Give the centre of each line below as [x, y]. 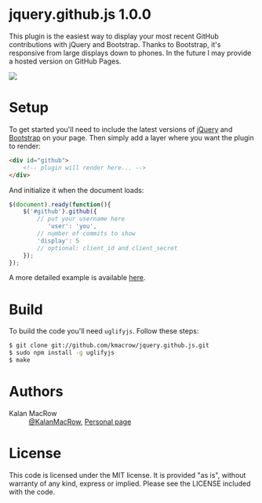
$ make [20, 360]
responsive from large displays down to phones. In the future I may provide [130, 53]
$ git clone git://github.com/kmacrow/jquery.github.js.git [109, 346]
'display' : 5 [58, 241]
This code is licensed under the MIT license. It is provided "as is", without [127, 475]
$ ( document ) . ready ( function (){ [60, 204]
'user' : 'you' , [72, 226]
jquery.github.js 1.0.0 [80, 15]
